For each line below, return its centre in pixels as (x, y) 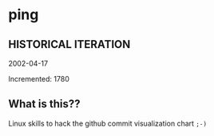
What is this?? (44, 104)
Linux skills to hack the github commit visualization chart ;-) (108, 123)
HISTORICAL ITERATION (69, 44)
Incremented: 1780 (39, 79)
